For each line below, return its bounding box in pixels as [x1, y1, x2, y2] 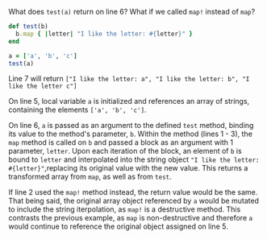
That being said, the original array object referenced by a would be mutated [8, 196, 260, 206]
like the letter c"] [8, 82, 78, 91]
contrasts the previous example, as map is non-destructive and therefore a [8, 213, 252, 223]
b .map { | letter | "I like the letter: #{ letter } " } [15, 30, 194, 38]
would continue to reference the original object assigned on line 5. [8, 221, 228, 232]
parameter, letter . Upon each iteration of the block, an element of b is [8, 146, 242, 156]
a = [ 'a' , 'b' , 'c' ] [8, 52, 78, 60]
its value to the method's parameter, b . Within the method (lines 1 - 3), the [8, 129, 252, 139]
